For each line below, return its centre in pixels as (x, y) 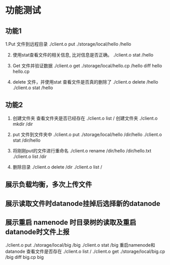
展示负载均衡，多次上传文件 (49, 185)
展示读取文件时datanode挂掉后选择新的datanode (83, 204)
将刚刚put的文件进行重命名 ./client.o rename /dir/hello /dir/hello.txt (82, 150)
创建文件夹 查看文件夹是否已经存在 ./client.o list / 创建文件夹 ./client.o (85, 118)
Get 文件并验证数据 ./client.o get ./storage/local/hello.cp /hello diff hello (87, 66)
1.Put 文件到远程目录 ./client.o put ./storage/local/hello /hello (68, 44)
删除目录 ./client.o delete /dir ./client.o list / (57, 167)
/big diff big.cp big (25, 257)
